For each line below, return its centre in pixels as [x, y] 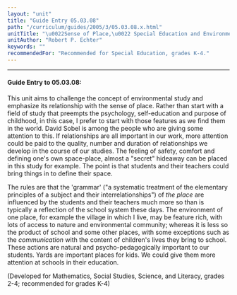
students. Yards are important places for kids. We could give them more [111, 255]
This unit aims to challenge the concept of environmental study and [105, 98]
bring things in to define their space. [60, 173]
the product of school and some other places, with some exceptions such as [119, 232]
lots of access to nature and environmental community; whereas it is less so [117, 225]
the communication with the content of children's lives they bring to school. [117, 240]
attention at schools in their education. [63, 262]
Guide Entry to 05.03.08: [45, 83]
